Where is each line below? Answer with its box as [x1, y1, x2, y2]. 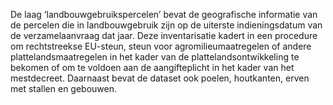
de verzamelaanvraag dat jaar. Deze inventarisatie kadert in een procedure [10, 30, 318, 41]
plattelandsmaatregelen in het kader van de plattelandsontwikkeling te [10, 51, 300, 63]
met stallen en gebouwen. [10, 83, 118, 94]
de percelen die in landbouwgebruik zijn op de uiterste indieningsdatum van [10, 19, 323, 31]
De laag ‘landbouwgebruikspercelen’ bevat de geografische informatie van [10, 9, 318, 20]
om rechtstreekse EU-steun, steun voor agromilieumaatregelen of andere [10, 40, 312, 52]
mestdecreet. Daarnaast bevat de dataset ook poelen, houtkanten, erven [10, 72, 310, 84]
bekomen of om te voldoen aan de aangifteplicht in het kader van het [10, 62, 295, 73]
